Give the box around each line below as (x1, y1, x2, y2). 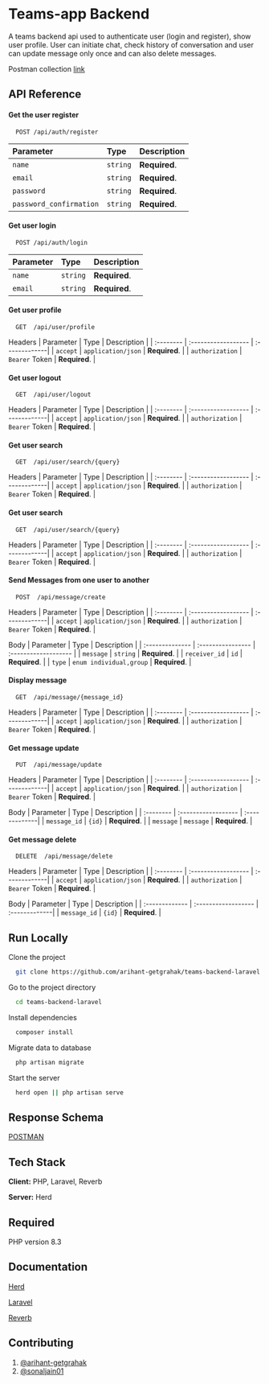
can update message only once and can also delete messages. (8, 48, 217, 58)
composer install (15, 1028, 74, 1036)
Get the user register (8, 109, 79, 119)
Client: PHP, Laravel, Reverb (8, 1176, 103, 1187)
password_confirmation (12, 199, 99, 208)
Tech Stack (8, 1155, 66, 1169)
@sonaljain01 (19, 1365, 64, 1376)
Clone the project (8, 953, 66, 962)
